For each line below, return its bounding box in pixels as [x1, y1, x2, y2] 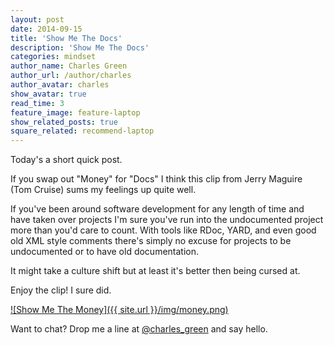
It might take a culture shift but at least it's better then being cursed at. [10, 265, 301, 277]
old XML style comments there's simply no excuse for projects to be [10, 235, 292, 247]
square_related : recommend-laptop [10, 126, 155, 136]
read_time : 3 [10, 98, 65, 108]
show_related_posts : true [10, 117, 118, 127]
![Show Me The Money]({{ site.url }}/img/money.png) [10, 304, 229, 316]
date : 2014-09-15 [10, 24, 83, 34]
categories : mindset [10, 52, 97, 62]
